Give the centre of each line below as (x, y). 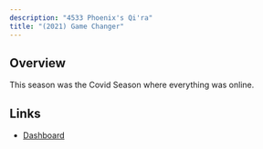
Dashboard (44, 135)
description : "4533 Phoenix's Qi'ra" (81, 18)
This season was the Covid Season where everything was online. (132, 85)
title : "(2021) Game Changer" (67, 26)
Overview (38, 63)
